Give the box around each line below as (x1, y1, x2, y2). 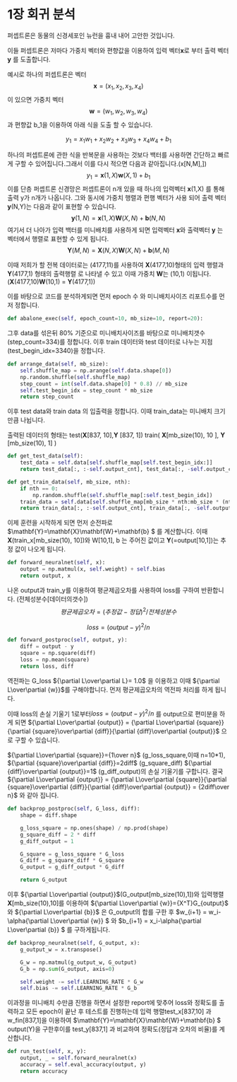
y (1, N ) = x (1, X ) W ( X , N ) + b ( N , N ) (71, 214, 166, 223)
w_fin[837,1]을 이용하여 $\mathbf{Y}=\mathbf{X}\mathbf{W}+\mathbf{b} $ (7, 1016, 221, 1025)
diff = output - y (20, 643, 74, 651)
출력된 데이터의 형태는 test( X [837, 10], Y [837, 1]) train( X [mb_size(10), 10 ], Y (7, 431, 226, 439)
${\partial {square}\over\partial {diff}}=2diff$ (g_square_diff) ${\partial (7, 759, 212, 767)
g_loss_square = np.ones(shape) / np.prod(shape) (20, 825, 169, 832)
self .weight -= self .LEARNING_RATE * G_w (20, 978, 143, 985)
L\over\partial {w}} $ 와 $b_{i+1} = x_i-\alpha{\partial (50, 917, 202, 925)
